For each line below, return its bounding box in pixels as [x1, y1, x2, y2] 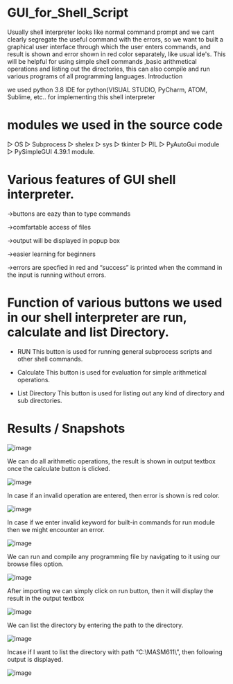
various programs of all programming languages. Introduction [7, 71, 183, 80]
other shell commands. [17, 354, 83, 363]
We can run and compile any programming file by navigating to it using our [7, 552, 221, 561]
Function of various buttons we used [7, 295, 223, 310]
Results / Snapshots [7, 420, 126, 436]
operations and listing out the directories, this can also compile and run [7, 65, 210, 73]
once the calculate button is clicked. [7, 464, 111, 472]
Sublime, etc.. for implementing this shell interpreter [7, 92, 155, 101]
